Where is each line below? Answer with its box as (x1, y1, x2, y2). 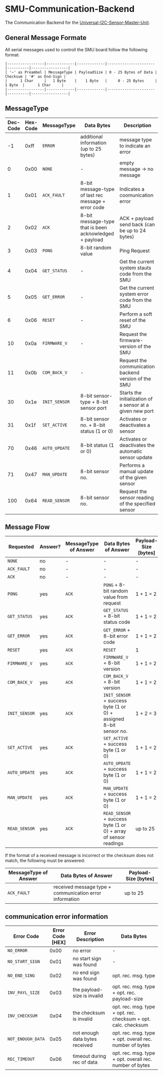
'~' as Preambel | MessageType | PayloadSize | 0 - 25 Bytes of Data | (9, 70, 158, 75)
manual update (119, 468, 154, 475)
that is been (80, 224, 107, 231)
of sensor (103, 834, 125, 841)
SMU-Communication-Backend (5, 3, 135, 15)
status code (103, 618, 130, 625)
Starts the (119, 389, 142, 396)
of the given (119, 474, 147, 481)
